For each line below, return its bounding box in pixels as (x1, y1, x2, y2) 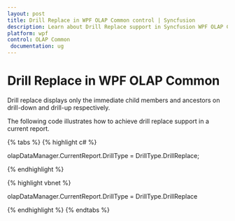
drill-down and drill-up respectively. (7, 103, 111, 112)
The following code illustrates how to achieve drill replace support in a (7, 117, 210, 125)
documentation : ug (10, 43, 64, 50)
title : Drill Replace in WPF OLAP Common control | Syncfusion (7, 17, 196, 24)
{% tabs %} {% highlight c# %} (7, 138, 97, 146)
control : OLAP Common (7, 36, 71, 43)
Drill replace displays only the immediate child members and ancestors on (7, 96, 220, 104)
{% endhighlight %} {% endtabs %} (7, 206, 110, 214)
